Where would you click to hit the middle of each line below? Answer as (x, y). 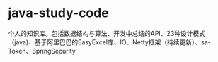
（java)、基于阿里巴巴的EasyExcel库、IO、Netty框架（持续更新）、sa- (109, 42)
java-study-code (58, 13)
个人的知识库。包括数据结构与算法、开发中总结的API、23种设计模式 (107, 33)
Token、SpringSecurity (42, 51)
